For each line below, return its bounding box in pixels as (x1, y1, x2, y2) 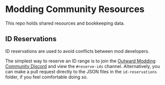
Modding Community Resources (5, 4, 145, 15)
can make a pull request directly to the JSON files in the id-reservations (5, 68, 157, 74)
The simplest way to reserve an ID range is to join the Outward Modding (5, 58, 156, 64)
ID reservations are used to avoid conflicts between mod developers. (5, 48, 150, 54)
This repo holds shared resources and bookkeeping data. (5, 20, 125, 26)
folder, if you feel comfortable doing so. (5, 74, 88, 80)
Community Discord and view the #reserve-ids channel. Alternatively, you (5, 63, 160, 69)
